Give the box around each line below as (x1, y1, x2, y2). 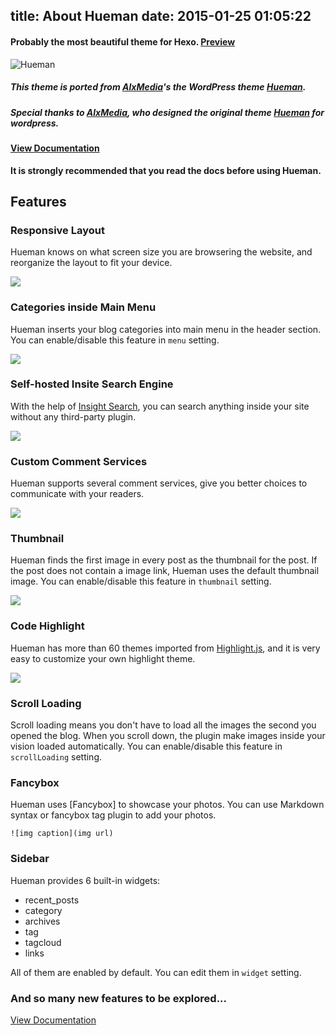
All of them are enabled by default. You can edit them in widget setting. (10, 966, 302, 978)
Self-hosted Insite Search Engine (10, 377, 174, 391)
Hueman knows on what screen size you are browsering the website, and (10, 246, 313, 258)
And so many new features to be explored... (10, 991, 228, 1005)
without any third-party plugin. (10, 410, 137, 423)
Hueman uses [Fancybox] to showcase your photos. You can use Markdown (10, 799, 325, 811)
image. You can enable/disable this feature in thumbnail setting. (10, 575, 272, 588)
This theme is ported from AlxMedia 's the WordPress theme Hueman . (10, 81, 307, 93)
